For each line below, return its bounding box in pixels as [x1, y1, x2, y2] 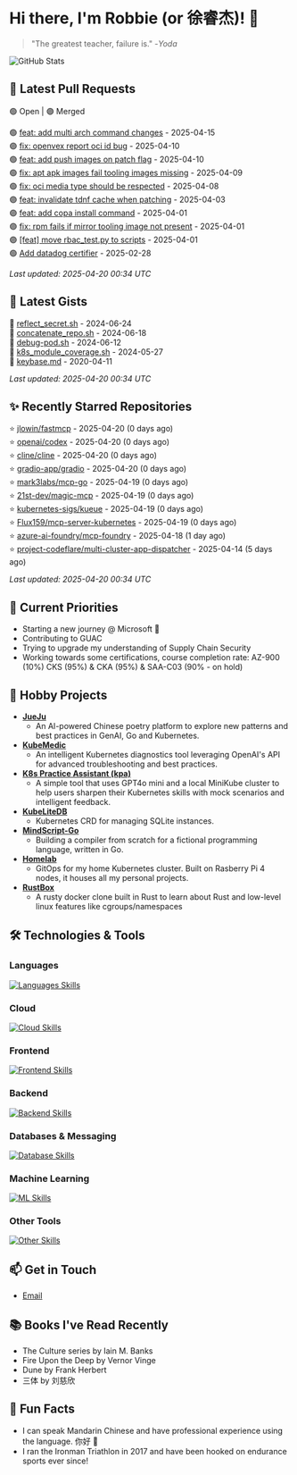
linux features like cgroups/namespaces [35, 901, 183, 911]
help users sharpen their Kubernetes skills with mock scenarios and [35, 787, 285, 798]
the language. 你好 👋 [21, 1436, 98, 1446]
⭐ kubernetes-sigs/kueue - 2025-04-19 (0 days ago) [9, 504, 203, 515]
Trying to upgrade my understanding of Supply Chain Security [21, 642, 252, 653]
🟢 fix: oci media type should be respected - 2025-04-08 [9, 180, 219, 191]
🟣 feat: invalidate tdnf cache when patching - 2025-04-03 [9, 194, 226, 205]
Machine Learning [9, 1172, 90, 1185]
